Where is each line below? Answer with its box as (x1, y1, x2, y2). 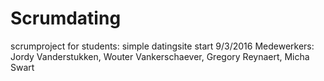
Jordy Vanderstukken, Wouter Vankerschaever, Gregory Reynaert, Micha (10, 50, 310, 62)
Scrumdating (10, 7, 122, 30)
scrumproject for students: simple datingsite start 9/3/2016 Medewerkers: (10, 40, 315, 52)
